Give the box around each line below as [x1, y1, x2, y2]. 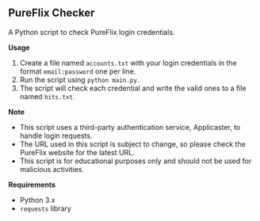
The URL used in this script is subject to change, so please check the [19, 139, 246, 149]
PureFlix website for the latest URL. [19, 147, 135, 157]
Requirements [8, 180, 56, 189]
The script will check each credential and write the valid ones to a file [19, 83, 247, 93]
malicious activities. [19, 164, 85, 173]
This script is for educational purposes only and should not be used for [19, 156, 252, 166]
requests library [19, 204, 71, 213]
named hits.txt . [19, 91, 75, 101]
